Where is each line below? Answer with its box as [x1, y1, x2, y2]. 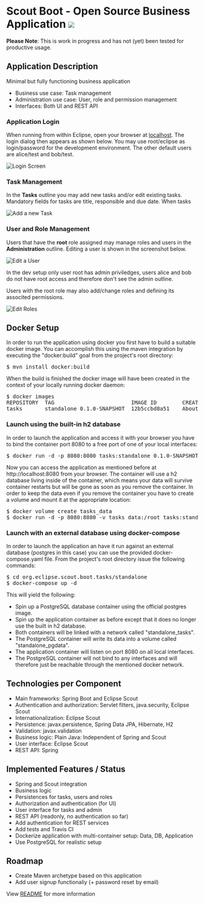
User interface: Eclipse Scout [15, 740, 89, 747]
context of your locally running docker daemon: [6, 381, 126, 389]
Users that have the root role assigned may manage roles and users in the [6, 238, 192, 246]
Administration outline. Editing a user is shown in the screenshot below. [6, 245, 187, 252]
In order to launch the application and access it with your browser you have [6, 434, 195, 441]
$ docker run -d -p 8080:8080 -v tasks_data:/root [6, 514, 160, 521]
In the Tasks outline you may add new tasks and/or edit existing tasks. [6, 192, 182, 199]
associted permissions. [6, 293, 64, 300]
